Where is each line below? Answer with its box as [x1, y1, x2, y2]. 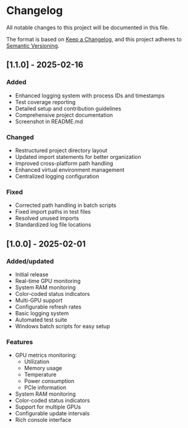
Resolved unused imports [15, 214, 79, 222]
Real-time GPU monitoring [15, 277, 81, 284]
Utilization [24, 358, 50, 365]
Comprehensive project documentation [15, 111, 113, 119]
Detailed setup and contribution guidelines [15, 105, 121, 112]
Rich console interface [15, 416, 72, 424]
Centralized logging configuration [15, 172, 99, 180]
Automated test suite [15, 316, 67, 323]
